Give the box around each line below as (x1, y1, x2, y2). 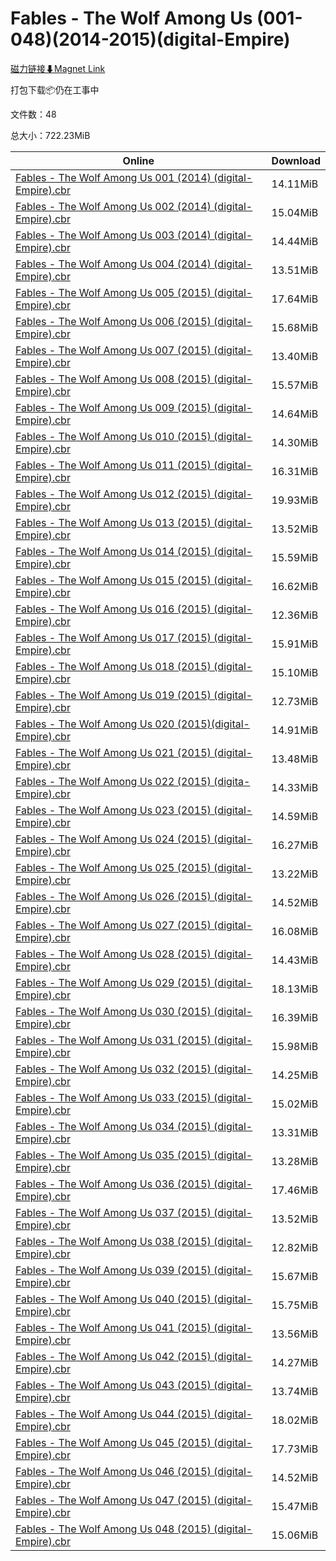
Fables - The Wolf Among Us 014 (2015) (15, 544, 212, 558)
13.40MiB (271, 349, 319, 363)
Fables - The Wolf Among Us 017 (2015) (15, 630, 212, 644)
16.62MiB (271, 579, 319, 593)
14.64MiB (271, 407, 319, 421)
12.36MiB (271, 608, 319, 622)
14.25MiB (271, 1068, 319, 1082)
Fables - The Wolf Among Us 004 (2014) (15, 257, 212, 271)
